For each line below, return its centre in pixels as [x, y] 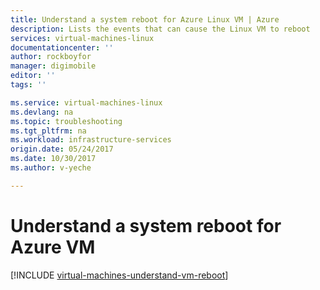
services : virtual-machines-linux [82, 38]
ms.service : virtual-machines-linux [86, 102]
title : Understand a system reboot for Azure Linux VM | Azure [145, 19]
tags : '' [28, 85]
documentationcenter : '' [62, 47]
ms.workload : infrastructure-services [91, 140]
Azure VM [53, 247]
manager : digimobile [53, 66]
